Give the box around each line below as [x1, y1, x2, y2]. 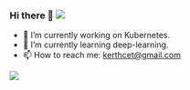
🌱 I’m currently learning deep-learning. [22, 39, 169, 50]
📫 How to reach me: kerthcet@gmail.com [22, 50, 181, 61]
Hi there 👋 [9, 9, 55, 22]
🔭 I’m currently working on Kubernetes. [22, 30, 171, 41]
